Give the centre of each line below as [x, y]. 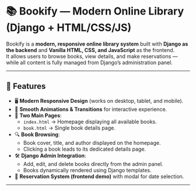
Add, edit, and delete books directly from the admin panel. [93, 164]
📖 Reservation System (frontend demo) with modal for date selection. [99, 176]
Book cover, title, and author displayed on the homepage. [92, 143]
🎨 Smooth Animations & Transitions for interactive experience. [91, 109]
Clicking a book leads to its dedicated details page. [85, 149]
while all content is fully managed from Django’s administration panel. [90, 62]
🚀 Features [26, 86]
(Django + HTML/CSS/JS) [69, 28]
